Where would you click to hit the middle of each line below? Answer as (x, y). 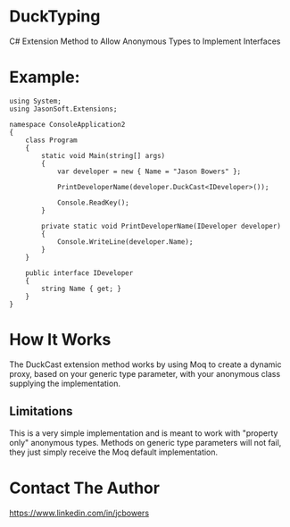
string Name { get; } (82, 289)
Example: (45, 77)
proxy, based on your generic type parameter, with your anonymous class (145, 373)
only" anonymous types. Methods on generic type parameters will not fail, (145, 442)
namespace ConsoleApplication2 (67, 124)
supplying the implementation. (65, 383)
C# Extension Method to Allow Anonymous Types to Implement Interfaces (145, 41)
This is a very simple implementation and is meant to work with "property (144, 433)
